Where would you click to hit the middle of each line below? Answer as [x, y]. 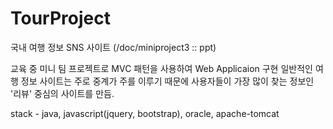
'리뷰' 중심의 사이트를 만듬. [62, 93]
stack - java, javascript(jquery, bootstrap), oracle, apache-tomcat [145, 113]
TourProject [60, 18]
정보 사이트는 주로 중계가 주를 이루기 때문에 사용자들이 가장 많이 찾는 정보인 [167, 81]
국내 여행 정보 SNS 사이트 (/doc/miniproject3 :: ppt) [113, 47]
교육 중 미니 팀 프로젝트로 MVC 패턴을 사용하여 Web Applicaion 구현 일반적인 [161, 68]
